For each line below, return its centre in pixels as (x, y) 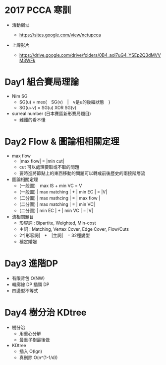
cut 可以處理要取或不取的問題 (49, 167)
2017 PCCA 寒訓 (38, 10)
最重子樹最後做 (34, 340)
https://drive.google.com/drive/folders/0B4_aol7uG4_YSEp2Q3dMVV (90, 55)
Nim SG (20, 96)
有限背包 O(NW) (28, 278)
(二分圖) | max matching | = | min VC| (57, 204)
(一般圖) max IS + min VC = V (51, 185)
